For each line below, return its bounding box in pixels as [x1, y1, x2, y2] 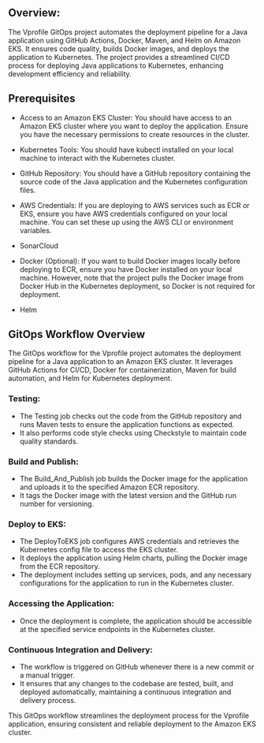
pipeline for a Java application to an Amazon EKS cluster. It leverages [8, 357, 233, 366]
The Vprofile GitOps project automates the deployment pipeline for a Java [8, 27, 248, 36]
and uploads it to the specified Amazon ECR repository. [19, 482, 199, 492]
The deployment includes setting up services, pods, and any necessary [19, 570, 252, 580]
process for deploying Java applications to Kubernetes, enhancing [8, 61, 224, 70]
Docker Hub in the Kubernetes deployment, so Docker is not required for [19, 281, 255, 291]
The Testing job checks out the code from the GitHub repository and [19, 411, 242, 421]
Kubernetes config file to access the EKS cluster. [19, 545, 179, 555]
